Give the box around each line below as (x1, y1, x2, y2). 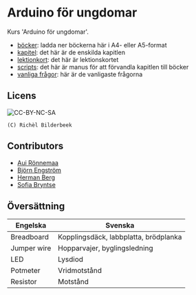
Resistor (10, 277, 37, 287)
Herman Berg (17, 173, 56, 182)
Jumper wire (10, 243, 52, 253)
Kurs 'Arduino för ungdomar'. (7, 28, 89, 36)
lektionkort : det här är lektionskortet (17, 55, 119, 63)
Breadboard (10, 232, 50, 242)
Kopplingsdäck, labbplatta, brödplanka (58, 232, 182, 242)
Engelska (15, 221, 47, 230)
